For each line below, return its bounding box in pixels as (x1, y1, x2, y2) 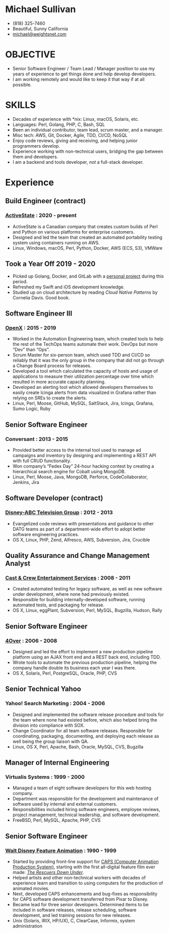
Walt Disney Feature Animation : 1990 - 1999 (5, 847, 117, 854)
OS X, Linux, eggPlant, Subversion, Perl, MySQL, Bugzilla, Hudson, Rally (12, 607, 162, 613)
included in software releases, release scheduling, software (12, 907, 137, 913)
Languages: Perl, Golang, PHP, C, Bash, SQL (12, 121, 105, 127)
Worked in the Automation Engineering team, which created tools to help (12, 336, 164, 342)
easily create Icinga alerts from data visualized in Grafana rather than (12, 389, 156, 395)
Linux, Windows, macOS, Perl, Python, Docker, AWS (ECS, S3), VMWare (12, 245, 163, 251)
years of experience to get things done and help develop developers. (12, 71, 156, 77)
